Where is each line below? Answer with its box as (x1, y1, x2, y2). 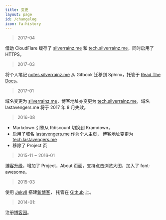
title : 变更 (5, 7, 28, 12)
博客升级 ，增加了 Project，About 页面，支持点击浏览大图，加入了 (5, 163, 140, 169)
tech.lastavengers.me (12, 137, 57, 143)
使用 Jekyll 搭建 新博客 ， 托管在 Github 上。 (5, 189, 94, 195)
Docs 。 (5, 78, 20, 84)
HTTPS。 (5, 51, 24, 57)
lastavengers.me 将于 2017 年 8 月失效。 (5, 104, 89, 110)
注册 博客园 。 (5, 210, 31, 216)
